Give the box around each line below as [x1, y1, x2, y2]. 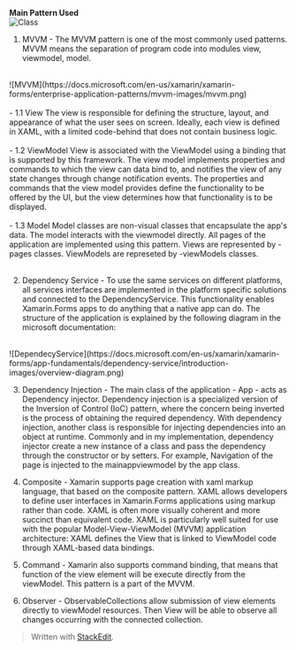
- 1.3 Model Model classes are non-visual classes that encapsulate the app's [9, 220, 288, 231]
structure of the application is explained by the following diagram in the [21, 313, 281, 323]
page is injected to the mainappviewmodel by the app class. [21, 460, 240, 470]
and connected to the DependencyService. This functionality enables [21, 294, 275, 304]
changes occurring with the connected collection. [21, 615, 203, 624]
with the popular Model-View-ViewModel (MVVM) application [21, 524, 247, 534]
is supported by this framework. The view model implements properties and [9, 155, 285, 164]
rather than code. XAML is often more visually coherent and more [21, 505, 261, 516]
